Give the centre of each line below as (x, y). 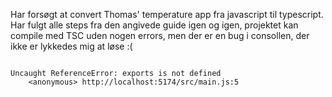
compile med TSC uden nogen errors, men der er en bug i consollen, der (160, 35)
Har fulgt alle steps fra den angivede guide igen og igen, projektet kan (154, 25)
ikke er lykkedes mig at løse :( (71, 46)
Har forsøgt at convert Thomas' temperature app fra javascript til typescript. (167, 14)
